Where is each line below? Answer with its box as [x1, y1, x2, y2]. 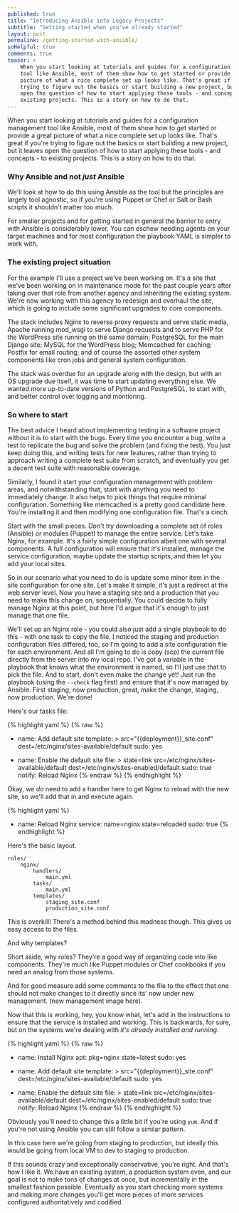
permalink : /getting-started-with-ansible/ [7, 37, 139, 44]
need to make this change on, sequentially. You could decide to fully [7, 595, 208, 604]
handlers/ [33, 867, 62, 875]
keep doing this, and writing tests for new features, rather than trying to [7, 448, 217, 457]
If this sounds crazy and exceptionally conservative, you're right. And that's [7, 1160, 229, 1168]
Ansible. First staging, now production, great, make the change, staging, [7, 685, 219, 694]
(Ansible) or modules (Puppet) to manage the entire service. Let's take [7, 529, 213, 538]
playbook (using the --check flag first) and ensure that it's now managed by [7, 677, 229, 686]
